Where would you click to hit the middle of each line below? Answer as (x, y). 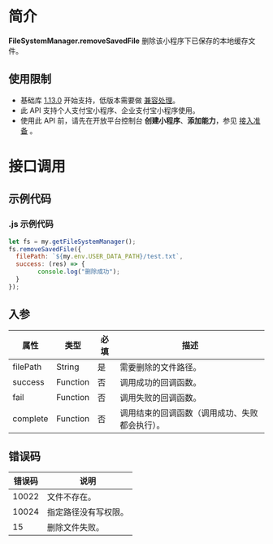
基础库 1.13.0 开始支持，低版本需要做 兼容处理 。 (100, 100)
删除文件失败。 (75, 528)
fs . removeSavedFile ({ (45, 249)
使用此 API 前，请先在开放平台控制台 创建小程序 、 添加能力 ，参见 (128, 120)
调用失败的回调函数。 (160, 398)
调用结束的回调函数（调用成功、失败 (189, 413)
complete (30, 418)
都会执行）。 (142, 425)
